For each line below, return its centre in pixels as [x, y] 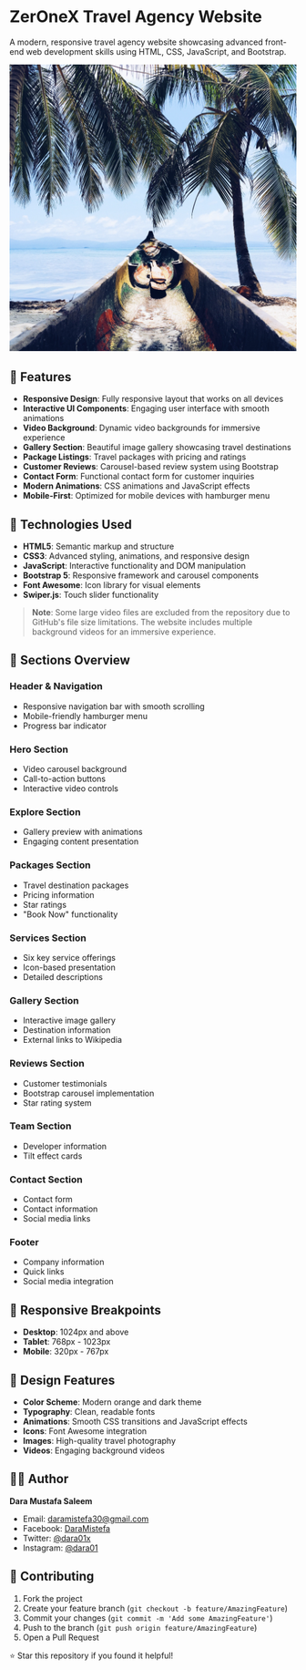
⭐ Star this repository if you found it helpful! [92, 1655]
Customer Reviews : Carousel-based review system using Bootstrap [151, 467]
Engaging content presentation [81, 841]
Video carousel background [75, 769]
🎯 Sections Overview [70, 660]
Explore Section [45, 811]
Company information [63, 1262]
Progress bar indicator [65, 726]
